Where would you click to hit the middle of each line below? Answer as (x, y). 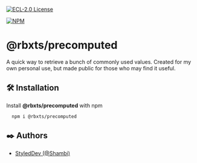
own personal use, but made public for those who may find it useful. (91, 68)
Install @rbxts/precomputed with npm (54, 105)
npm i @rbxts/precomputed (44, 116)
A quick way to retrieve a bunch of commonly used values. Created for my (99, 62)
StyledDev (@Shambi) (43, 153)
